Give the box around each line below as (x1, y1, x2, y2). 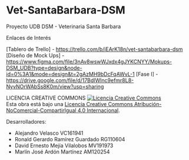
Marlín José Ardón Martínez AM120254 (14, 148, 110, 155)
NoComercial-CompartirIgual (6, 107, 77, 114)
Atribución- (134, 100, 162, 107)
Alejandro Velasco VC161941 (14, 130, 84, 137)
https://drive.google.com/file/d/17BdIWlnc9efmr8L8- (6, 77, 134, 84)
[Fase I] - (135, 70, 158, 77)
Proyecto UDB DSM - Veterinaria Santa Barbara (6, 23, 121, 30)
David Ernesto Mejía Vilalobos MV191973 (14, 142, 114, 149)
